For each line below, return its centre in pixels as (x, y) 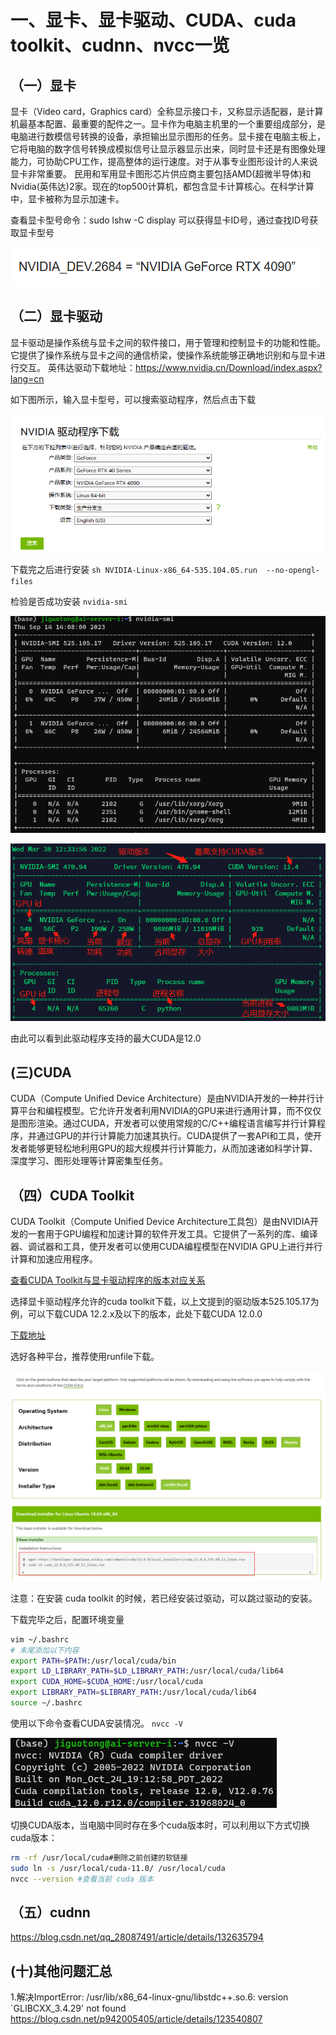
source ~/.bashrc (46, 1703)
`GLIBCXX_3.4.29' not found (68, 2008)
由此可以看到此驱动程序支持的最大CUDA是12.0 (106, 1038)
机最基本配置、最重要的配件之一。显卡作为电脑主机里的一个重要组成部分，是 (168, 124)
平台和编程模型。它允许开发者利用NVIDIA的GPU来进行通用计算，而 (157, 1111)
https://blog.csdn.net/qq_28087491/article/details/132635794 (137, 1937)
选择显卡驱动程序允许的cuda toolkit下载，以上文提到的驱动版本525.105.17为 (165, 1302)
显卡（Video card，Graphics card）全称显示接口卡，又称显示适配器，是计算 (167, 111)
